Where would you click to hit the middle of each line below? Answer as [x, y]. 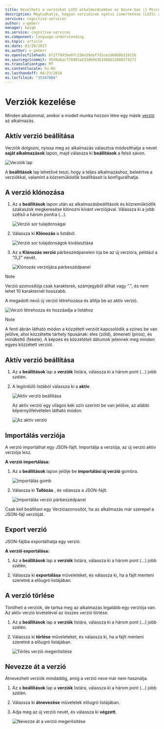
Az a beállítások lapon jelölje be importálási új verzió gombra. [75, 471]
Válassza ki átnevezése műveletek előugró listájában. [66, 703]
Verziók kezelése [41, 102]
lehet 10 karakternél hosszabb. [36, 291]
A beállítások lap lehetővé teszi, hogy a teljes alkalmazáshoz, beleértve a [79, 172]
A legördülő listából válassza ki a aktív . [51, 386]
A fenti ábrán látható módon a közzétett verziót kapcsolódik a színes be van [81, 329]
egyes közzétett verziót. [29, 344]
